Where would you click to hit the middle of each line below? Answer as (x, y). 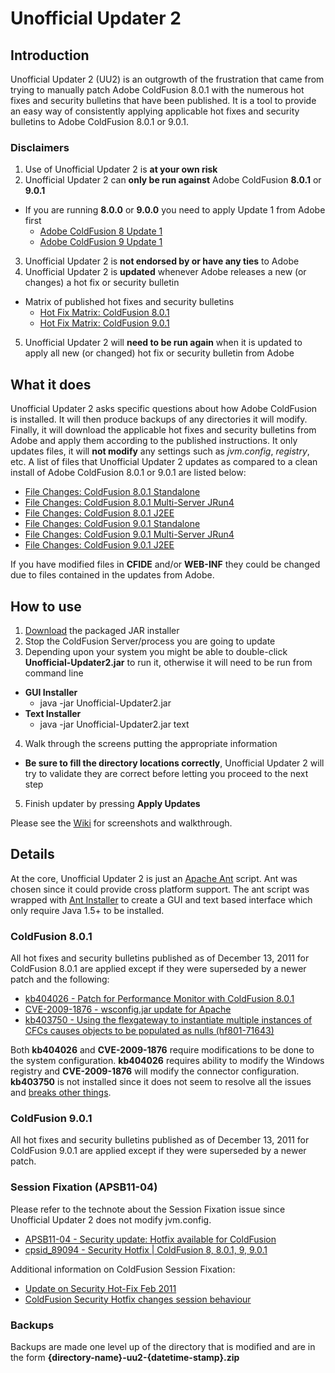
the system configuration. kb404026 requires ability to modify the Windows (167, 1061)
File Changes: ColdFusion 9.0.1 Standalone (112, 524)
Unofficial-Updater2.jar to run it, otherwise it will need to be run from (168, 662)
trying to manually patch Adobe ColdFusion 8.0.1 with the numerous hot (157, 90)
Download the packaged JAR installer (102, 630)
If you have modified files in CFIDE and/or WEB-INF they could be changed (165, 564)
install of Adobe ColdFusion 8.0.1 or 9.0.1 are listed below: (128, 473)
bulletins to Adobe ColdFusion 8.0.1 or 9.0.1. (100, 121)
